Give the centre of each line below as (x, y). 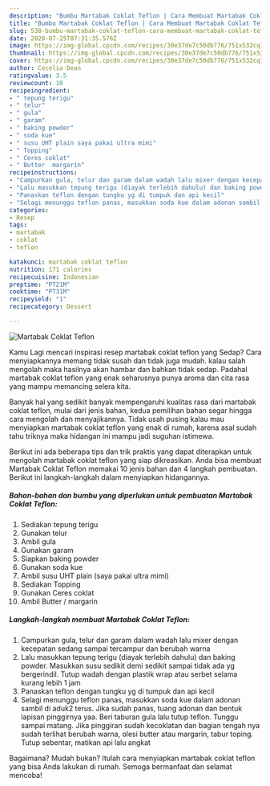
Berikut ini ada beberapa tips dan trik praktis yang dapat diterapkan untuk (131, 452)
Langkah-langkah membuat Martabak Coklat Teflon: (100, 620)
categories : (29, 210)
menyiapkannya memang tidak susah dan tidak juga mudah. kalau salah (127, 360)
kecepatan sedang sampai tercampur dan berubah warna (115, 649)
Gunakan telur (44, 533)
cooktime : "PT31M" (40, 292)
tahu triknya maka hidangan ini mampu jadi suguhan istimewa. (112, 436)
